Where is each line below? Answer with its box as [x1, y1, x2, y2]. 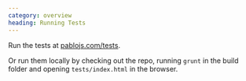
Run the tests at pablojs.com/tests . [8, 40, 120, 50]
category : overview [8, 11, 72, 20]
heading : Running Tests [8, 19, 86, 27]
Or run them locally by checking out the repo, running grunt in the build [8, 56, 239, 65]
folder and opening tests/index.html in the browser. [8, 64, 178, 73]
